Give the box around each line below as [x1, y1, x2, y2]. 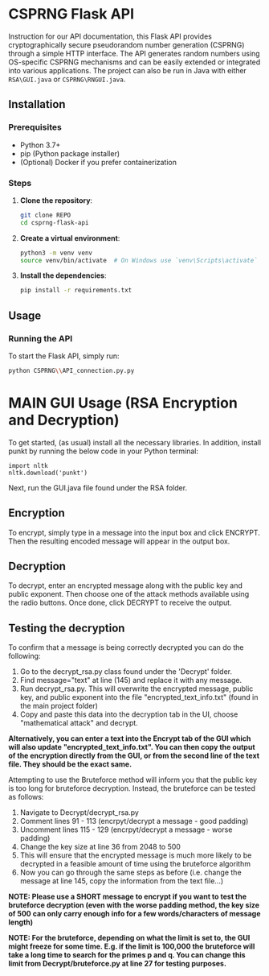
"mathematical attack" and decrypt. [19, 718, 138, 728]
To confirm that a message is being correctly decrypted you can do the [8, 643, 244, 652]
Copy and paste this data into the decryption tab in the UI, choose [19, 709, 238, 719]
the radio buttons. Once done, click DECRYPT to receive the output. [8, 598, 232, 608]
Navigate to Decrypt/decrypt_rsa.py [19, 808, 139, 817]
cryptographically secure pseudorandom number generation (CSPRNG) [8, 39, 245, 49]
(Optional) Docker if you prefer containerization [19, 157, 177, 167]
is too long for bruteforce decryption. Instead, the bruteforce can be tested [8, 784, 255, 793]
